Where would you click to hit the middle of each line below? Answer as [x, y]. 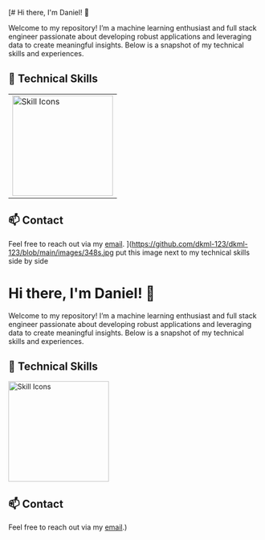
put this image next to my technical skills [183, 252]
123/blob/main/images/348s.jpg [61, 252]
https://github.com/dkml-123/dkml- [190, 243]
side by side [29, 260]
